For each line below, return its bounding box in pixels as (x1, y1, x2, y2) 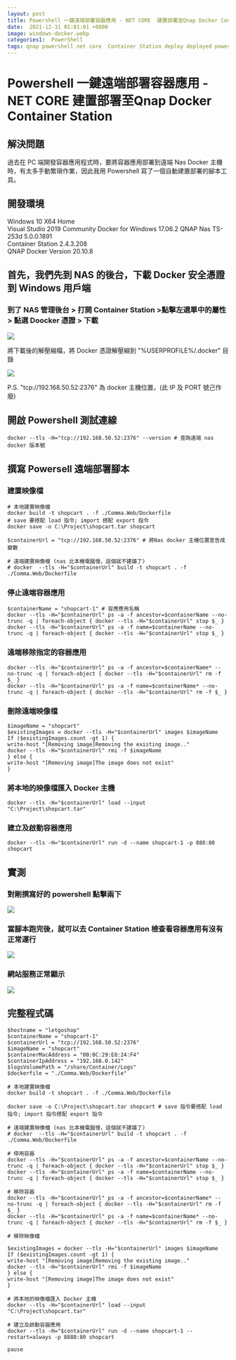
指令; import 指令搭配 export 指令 (7, 1111, 103, 1118)
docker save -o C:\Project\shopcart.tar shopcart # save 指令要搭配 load (7, 1103, 223, 1110)
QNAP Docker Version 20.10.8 (7, 247, 93, 255)
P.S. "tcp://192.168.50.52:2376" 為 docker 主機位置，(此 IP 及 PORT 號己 (7, 383, 216, 391)
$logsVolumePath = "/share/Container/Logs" (7, 1064, 137, 1071)
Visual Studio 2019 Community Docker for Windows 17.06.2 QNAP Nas (7, 224, 211, 233)
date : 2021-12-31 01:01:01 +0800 (7, 23, 109, 30)
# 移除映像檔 (7, 1232, 40, 1240)
